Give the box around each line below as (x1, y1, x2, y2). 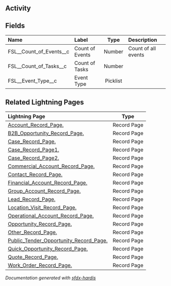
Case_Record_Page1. (8, 146, 60, 153)
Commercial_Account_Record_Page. (8, 163, 95, 170)
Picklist (105, 77, 122, 84)
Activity (5, 4, 32, 13)
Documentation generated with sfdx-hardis (5, 275, 96, 281)
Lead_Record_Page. (8, 196, 56, 203)
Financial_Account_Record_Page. (8, 179, 88, 186)
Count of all (128, 45, 156, 52)
